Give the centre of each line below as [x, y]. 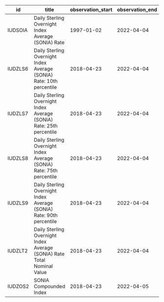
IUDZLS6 [18, 69]
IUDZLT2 [18, 251]
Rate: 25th [46, 126]
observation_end [137, 10]
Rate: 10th [46, 81]
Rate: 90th [46, 215]
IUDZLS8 [18, 158]
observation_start [91, 10]
